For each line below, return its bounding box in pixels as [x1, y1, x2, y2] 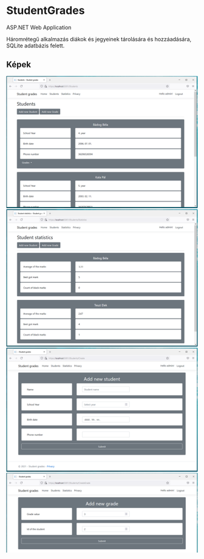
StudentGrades [6, 4, 85, 18]
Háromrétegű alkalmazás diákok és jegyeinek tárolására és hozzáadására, [6, 35, 192, 42]
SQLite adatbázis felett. [6, 42, 65, 49]
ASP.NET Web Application [6, 24, 72, 31]
